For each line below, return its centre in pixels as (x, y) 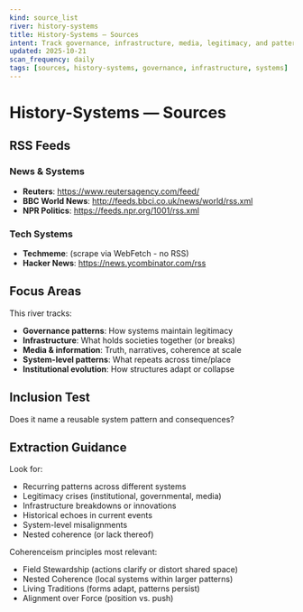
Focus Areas (46, 291)
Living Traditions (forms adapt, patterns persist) (111, 589)
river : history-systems (54, 26)
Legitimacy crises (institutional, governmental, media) (122, 496)
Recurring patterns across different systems (104, 487)
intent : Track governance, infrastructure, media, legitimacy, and (139, 43)
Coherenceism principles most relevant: (83, 552)
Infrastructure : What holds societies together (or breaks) (129, 340)
